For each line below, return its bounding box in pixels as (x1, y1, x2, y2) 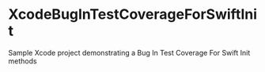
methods (8, 56, 37, 66)
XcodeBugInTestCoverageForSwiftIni (8, 5, 258, 23)
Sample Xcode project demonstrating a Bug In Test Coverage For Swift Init (8, 48, 251, 57)
